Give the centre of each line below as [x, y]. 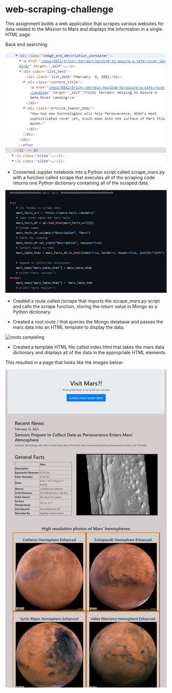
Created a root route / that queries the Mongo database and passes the [88, 321]
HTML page [18, 34]
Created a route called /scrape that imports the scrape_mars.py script [86, 301]
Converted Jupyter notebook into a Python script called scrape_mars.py [89, 172]
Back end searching [26, 44]
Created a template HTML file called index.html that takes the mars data [89, 347]
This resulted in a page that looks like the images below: [64, 362]
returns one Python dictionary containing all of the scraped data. [81, 183]
